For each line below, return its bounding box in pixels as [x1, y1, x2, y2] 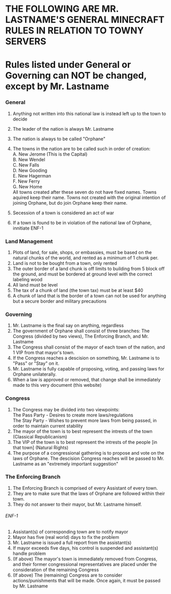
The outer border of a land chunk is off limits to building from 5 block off [12, 265, 165, 271]
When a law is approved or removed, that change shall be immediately [12, 377, 161, 383]
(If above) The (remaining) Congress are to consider [12, 572, 123, 578]
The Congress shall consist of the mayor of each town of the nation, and [12, 344, 165, 350]
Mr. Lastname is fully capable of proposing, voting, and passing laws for [12, 366, 165, 372]
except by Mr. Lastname [5, 81, 109, 92]
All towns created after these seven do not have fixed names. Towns [12, 189, 157, 195]
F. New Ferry [12, 178, 40, 184]
